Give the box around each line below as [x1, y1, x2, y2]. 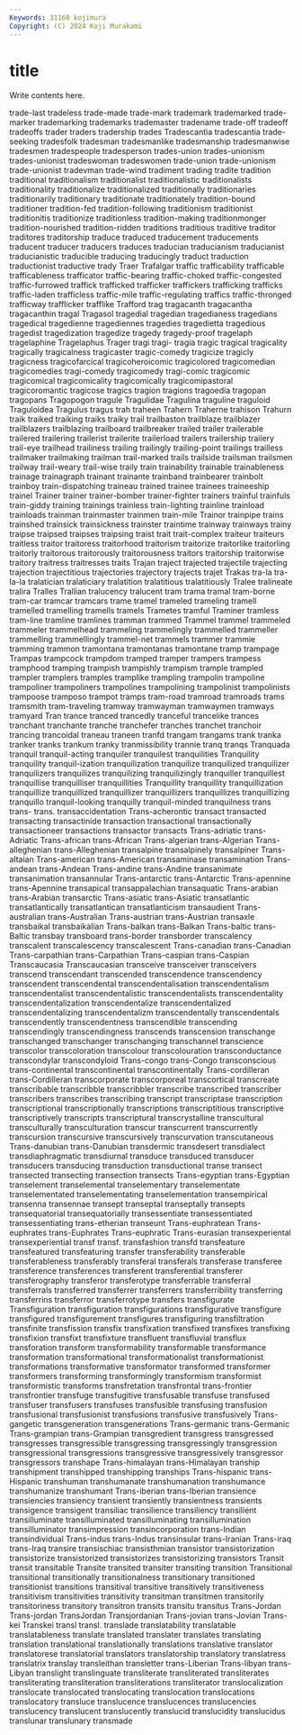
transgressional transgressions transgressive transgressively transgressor [9, 1448, 284, 1458]
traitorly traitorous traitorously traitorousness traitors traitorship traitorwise [9, 548, 285, 559]
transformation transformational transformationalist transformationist [9, 1352, 264, 1363]
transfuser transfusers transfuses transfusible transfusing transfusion [9, 1400, 268, 1411]
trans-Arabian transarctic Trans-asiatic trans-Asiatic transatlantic [9, 893, 250, 904]
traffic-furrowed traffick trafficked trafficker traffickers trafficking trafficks [9, 280, 283, 291]
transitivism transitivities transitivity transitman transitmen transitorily [9, 1591, 265, 1602]
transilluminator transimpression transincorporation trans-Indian [9, 1524, 246, 1535]
